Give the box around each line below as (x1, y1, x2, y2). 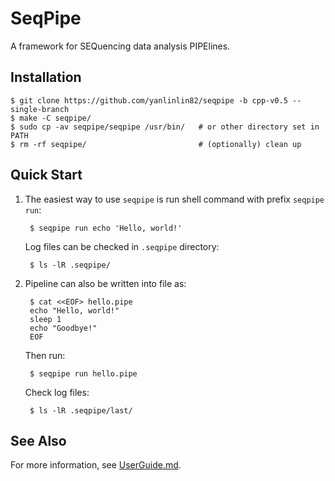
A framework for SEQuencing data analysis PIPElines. (10, 40, 231, 52)
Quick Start (10, 167, 83, 184)
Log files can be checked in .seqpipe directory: (24, 240, 220, 252)
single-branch (10, 104, 70, 114)
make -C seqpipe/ (19, 113, 92, 123)
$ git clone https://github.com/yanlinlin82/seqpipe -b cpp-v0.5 (10, 95, 288, 106)
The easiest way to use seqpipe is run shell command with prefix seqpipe (24, 193, 325, 205)
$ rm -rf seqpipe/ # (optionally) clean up (10, 139, 302, 149)
